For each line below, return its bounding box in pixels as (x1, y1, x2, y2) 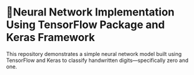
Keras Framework (6, 31, 95, 44)
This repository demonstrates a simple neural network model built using (6, 50, 182, 57)
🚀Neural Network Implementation (6, 5, 175, 19)
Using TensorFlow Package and (6, 18, 165, 32)
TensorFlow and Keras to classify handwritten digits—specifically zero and (6, 57, 189, 64)
